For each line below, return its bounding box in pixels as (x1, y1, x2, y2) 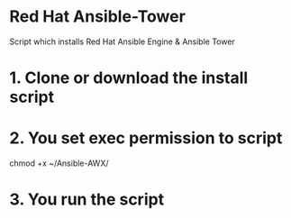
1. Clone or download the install (9, 68, 249, 88)
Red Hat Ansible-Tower (9, 6, 186, 27)
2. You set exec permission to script (9, 128, 283, 149)
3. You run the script (9, 189, 165, 210)
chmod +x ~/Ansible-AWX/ (9, 158, 109, 168)
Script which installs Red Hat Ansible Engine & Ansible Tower (9, 36, 236, 47)
